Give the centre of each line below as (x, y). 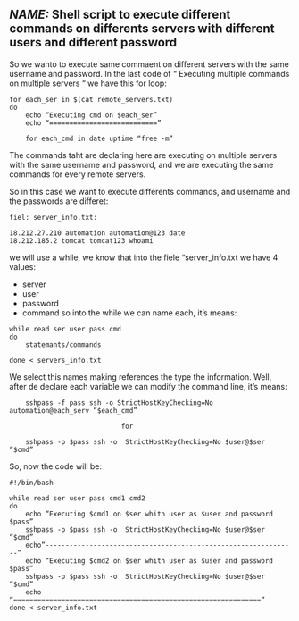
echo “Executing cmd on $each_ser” (91, 115)
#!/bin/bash (31, 483)
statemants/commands (63, 344)
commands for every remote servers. (78, 174)
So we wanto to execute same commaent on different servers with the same (149, 64)
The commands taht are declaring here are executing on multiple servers (143, 155)
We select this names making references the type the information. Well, (141, 377)
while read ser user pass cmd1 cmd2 (77, 498)
